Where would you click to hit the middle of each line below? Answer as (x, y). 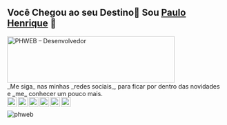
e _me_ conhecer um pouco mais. (55, 93)
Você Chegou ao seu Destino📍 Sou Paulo (97, 13)
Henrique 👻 (32, 24)
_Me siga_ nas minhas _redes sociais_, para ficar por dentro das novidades (113, 86)
